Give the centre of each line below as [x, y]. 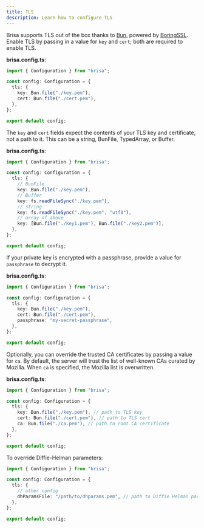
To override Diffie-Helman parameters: [55, 458]
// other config [38, 491]
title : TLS [20, 12]
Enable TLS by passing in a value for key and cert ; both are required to [95, 41]
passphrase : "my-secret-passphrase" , [65, 321]
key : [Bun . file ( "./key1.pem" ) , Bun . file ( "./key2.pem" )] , [91, 224]
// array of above [40, 218]
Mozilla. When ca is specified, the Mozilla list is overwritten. [80, 367]
